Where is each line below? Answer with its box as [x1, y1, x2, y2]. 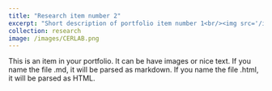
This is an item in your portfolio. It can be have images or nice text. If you [8, 56, 251, 66]
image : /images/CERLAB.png [8, 34, 100, 43]
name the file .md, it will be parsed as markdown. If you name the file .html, [8, 65, 259, 75]
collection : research [8, 27, 82, 35]
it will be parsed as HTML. [8, 73, 96, 83]
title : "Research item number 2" [8, 11, 121, 20]
